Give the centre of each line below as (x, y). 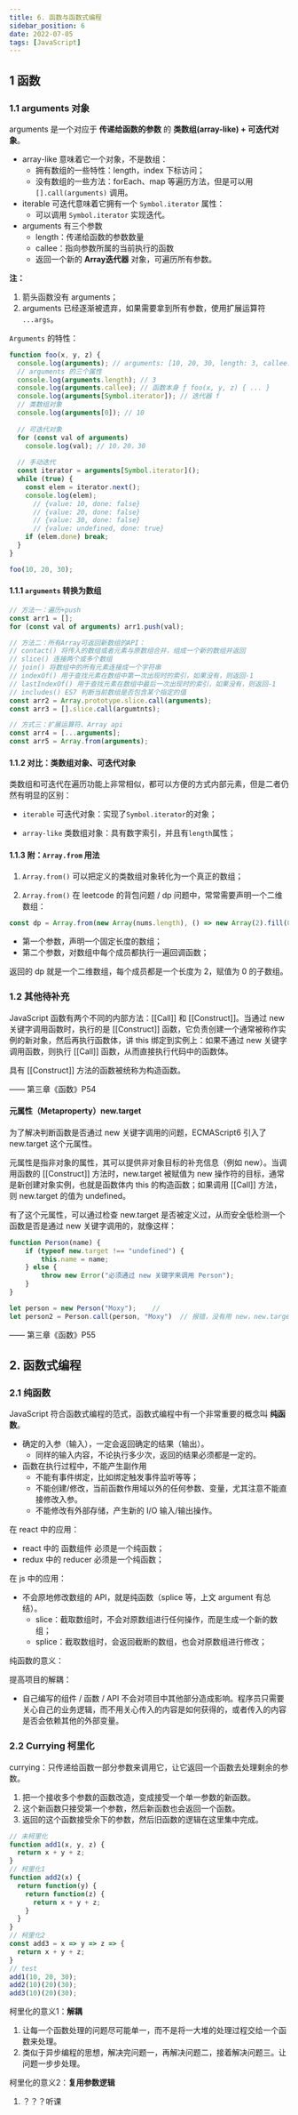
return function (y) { (57, 1886)
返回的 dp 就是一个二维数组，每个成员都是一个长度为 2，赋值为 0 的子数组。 (149, 971)
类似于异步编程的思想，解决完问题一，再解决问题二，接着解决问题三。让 (154, 2053)
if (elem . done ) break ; (67, 537)
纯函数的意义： (36, 1661)
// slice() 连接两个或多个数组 (61, 659)
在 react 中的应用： (44, 1530)
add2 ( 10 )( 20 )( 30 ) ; (43, 1985)
